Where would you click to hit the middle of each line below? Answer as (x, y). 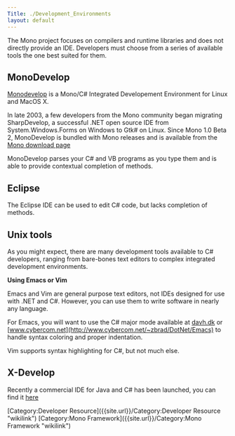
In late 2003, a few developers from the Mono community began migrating (115, 115)
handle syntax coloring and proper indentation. (75, 337)
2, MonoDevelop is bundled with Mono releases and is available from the (112, 138)
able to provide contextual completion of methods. (80, 166)
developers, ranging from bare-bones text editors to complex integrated (111, 259)
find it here (23, 397)
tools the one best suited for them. (57, 55)
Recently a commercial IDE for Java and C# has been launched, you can (112, 390)
